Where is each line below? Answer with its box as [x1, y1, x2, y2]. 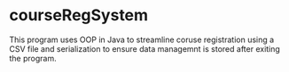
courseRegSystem [9, 5, 149, 25]
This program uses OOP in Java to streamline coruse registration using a [9, 34, 275, 45]
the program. [9, 53, 57, 63]
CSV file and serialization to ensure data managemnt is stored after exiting [9, 43, 281, 54]
